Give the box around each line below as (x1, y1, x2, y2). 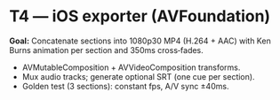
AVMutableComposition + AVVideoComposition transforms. (21, 62, 241, 73)
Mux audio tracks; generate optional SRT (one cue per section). (21, 71, 255, 81)
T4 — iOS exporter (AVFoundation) (9, 6, 271, 27)
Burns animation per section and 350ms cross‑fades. (9, 44, 204, 55)
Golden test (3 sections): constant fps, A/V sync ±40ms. (21, 81, 229, 91)
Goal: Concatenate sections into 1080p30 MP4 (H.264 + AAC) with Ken (9, 35, 271, 46)
